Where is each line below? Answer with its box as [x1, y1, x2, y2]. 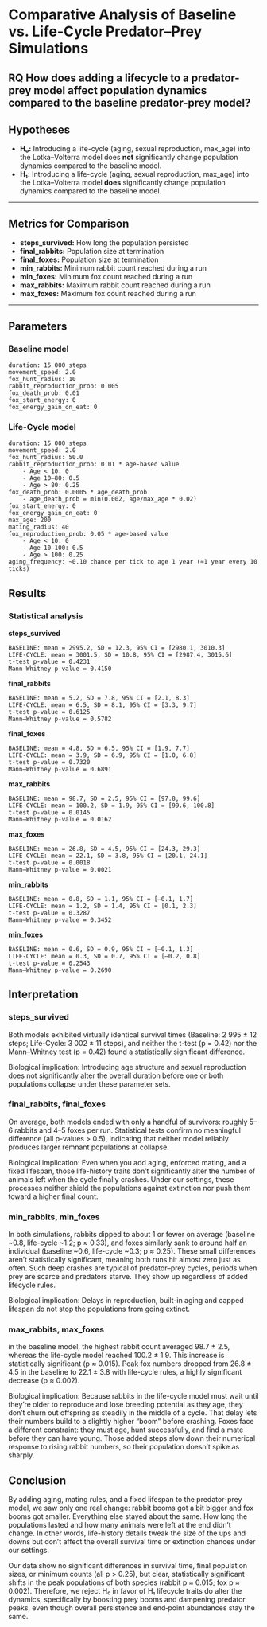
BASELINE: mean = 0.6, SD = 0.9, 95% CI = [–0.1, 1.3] [8, 945, 194, 953]
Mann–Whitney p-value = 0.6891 [8, 765, 112, 773]
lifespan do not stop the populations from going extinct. [8, 1304, 191, 1314]
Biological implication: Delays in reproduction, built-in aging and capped [8, 1296, 244, 1305]
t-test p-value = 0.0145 [8, 808, 91, 817]
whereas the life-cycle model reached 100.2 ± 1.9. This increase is [8, 1351, 225, 1360]
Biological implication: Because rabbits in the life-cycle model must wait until [8, 1391, 259, 1401]
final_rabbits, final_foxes [8, 1098, 106, 1110]
